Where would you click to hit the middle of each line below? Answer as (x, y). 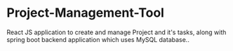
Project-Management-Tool (85, 13)
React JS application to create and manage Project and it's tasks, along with (116, 32)
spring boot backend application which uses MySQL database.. (98, 39)
